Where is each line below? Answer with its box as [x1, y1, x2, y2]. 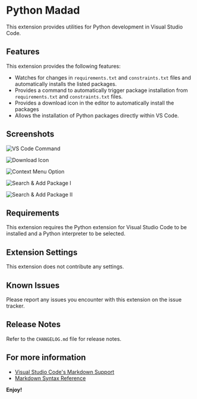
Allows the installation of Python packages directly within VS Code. [14, 112, 179, 119]
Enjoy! [6, 386, 23, 393]
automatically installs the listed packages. [14, 80, 117, 87]
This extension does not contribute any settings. [6, 263, 125, 270]
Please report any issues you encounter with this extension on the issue [6, 296, 182, 303]
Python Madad [6, 4, 80, 17]
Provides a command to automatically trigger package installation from [14, 87, 188, 94]
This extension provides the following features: [6, 62, 121, 69]
